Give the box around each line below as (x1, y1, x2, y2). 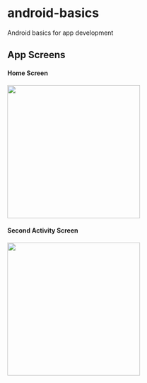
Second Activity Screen (7, 226, 79, 235)
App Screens (7, 49, 66, 61)
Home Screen (7, 69, 48, 77)
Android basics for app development (7, 28, 114, 37)
